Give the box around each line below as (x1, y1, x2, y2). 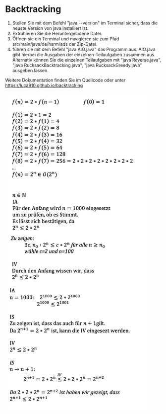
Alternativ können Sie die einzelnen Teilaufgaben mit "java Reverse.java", (12, 57, 162, 63)
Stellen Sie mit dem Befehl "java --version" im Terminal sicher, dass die (12, 20, 158, 26)
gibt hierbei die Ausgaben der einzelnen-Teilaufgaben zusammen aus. (12, 51, 156, 58)
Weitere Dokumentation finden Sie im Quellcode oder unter (5, 77, 126, 83)
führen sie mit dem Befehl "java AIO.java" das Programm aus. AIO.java (12, 46, 156, 52)
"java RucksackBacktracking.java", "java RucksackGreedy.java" (12, 62, 142, 68)
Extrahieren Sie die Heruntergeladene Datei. (12, 30, 103, 36)
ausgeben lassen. (12, 67, 49, 73)
